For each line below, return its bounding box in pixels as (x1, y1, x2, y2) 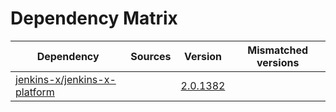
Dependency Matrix (10, 7, 178, 30)
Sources (130, 49, 172, 63)
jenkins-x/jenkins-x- (15, 72, 117, 86)
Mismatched (247, 43, 309, 57)
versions (256, 55, 300, 69)
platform (15, 85, 55, 99)
